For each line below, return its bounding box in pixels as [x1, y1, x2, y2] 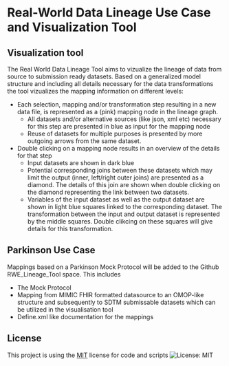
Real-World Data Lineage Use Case [7, 5, 211, 21]
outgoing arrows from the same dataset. [27, 137, 142, 145]
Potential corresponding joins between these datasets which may [27, 166, 213, 174]
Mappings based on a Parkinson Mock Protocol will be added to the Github [7, 263, 219, 271]
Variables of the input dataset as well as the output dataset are [27, 195, 205, 204]
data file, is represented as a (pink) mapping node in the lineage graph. [17, 108, 219, 116]
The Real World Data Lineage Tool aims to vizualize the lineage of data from [7, 65, 222, 73]
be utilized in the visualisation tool [17, 305, 113, 314]
